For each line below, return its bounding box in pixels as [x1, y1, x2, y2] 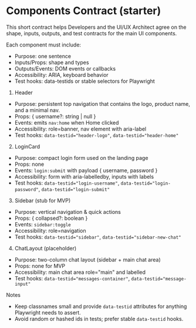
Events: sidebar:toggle [14, 220, 72, 227]
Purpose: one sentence [14, 52, 72, 59]
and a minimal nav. [14, 106, 60, 113]
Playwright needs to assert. [14, 309, 81, 316]
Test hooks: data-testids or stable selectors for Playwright [14, 78, 156, 85]
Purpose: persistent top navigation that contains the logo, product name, [14, 100, 191, 107]
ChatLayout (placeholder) [14, 245, 77, 252]
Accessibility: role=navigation [14, 227, 86, 234]
